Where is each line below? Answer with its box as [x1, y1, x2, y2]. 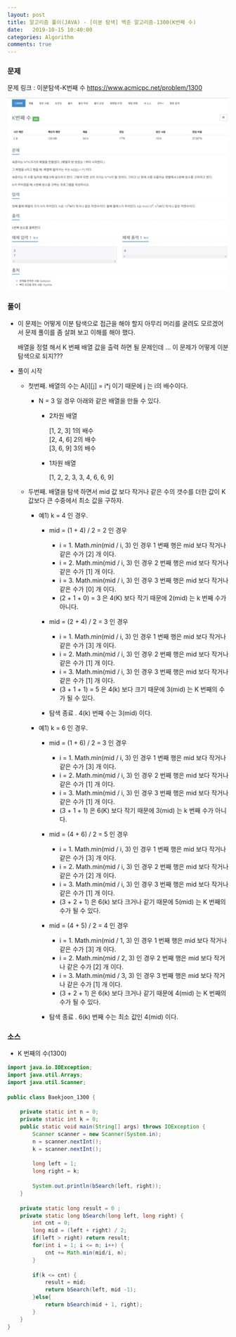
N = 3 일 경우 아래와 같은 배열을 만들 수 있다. [38, 396, 162, 405]
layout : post [7, 11, 46, 18]
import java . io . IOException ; [7, 1064, 93, 1071]
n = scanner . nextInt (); [32, 1138, 102, 1145]
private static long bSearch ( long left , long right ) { [20, 1212, 184, 1219]
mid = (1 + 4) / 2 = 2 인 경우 [48, 526, 128, 534]
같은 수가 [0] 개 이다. [59, 585, 117, 593]
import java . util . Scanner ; [7, 1078, 86, 1085]
